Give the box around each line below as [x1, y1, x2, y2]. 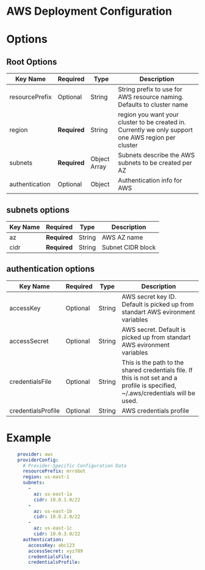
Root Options [6, 56, 57, 67]
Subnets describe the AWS [118, 151, 195, 160]
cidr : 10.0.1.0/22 [33, 497, 81, 503]
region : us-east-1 [22, 474, 70, 480]
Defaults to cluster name [118, 100, 189, 109]
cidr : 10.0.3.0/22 [33, 531, 81, 537]
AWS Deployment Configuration [6, 4, 173, 18]
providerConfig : [17, 457, 59, 463]
